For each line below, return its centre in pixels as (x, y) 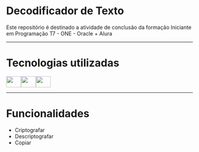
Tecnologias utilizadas (63, 63)
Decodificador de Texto (65, 11)
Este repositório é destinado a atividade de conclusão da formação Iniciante (99, 27)
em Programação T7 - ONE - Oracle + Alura (59, 33)
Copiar (23, 143)
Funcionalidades (48, 114)
